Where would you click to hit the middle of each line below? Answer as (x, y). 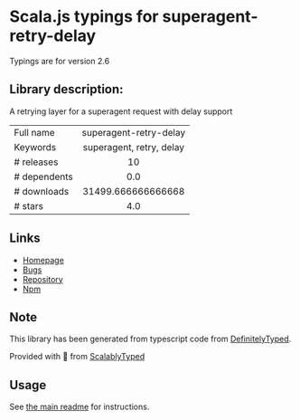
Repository (42, 279)
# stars (28, 205)
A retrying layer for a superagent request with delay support (121, 111)
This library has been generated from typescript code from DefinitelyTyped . (150, 339)
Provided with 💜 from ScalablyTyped (77, 357)
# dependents (44, 177)
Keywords (35, 147)
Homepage (43, 260)
